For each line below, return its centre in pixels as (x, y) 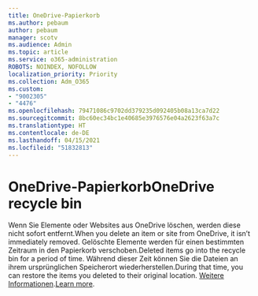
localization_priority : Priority (63, 74)
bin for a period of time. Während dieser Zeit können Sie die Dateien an (123, 259)
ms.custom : (26, 89)
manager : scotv (33, 37)
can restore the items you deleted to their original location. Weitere (116, 275)
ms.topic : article (38, 52)
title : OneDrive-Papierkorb (54, 15)
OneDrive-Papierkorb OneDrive (111, 187)
